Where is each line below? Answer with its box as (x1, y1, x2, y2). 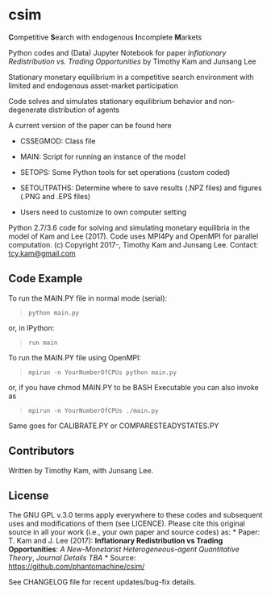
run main (27, 339, 58, 347)
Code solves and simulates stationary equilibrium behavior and (8, 96, 218, 106)
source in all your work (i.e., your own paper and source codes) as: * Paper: (8, 527, 261, 537)
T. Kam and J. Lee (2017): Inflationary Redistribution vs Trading (8, 536, 223, 546)
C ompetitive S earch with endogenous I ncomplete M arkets (8, 32, 202, 42)
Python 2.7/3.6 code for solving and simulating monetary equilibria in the (8, 223, 251, 232)
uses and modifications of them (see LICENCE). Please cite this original (8, 518, 246, 529)
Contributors (8, 444, 75, 458)
